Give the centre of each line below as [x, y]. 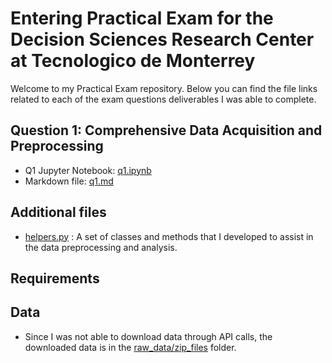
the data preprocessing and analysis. [101, 247]
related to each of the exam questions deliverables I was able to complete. [163, 99]
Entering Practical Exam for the [142, 18]
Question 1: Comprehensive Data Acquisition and [166, 130]
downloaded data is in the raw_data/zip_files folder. [130, 347]
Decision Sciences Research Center [162, 39]
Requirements [55, 278]
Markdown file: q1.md [69, 181]
